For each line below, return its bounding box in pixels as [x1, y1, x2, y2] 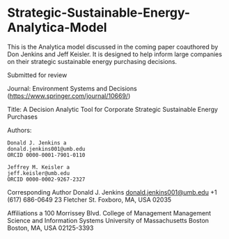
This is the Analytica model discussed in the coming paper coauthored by [7, 42, 219, 51]
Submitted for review [7, 71, 68, 79]
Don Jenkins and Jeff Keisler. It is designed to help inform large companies [7, 50, 223, 58]
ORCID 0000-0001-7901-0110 [7, 151, 86, 158]
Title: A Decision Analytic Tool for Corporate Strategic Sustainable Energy [7, 105, 218, 113]
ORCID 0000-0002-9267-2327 [7, 176, 86, 183]
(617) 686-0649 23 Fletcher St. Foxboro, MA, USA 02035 [7, 195, 172, 204]
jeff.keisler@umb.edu [7, 170, 70, 176]
